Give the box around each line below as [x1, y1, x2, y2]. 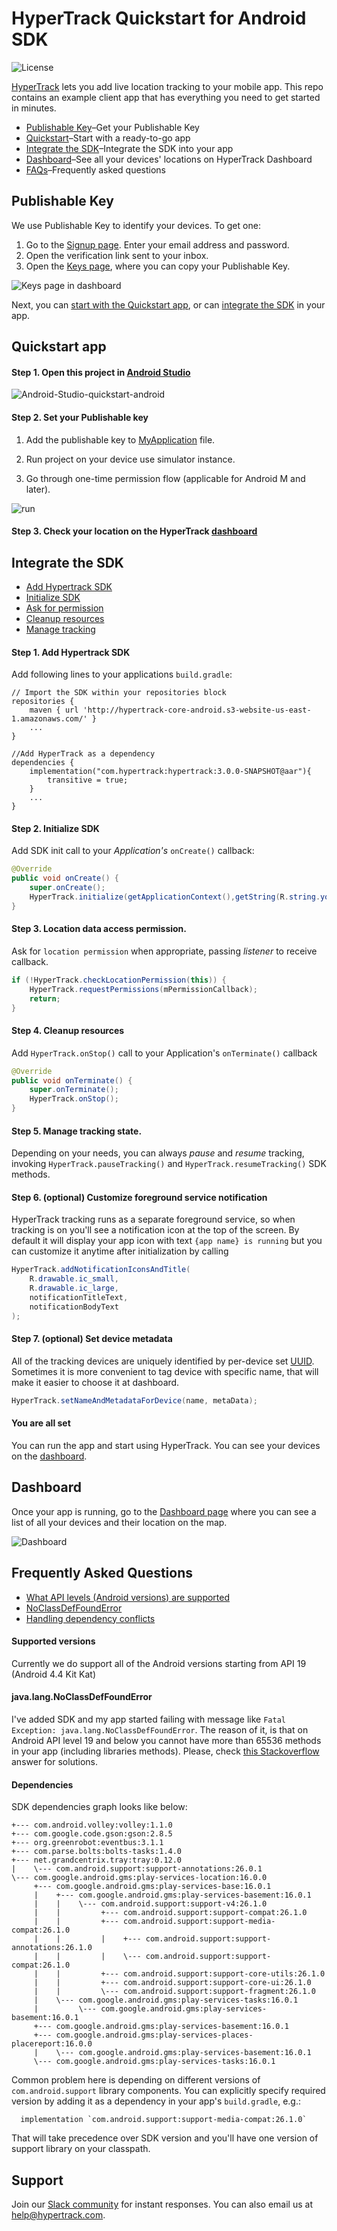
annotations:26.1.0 [11, 1943, 93, 1953]
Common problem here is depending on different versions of [11, 2074, 261, 2086]
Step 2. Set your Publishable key [11, 411, 149, 423]
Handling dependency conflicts [25, 1612, 156, 1624]
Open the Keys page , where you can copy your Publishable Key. [25, 260, 291, 272]
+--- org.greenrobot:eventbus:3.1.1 [11, 1838, 164, 1848]
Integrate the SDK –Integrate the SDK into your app [25, 142, 234, 154]
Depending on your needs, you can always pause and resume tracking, [11, 1147, 305, 1159]
